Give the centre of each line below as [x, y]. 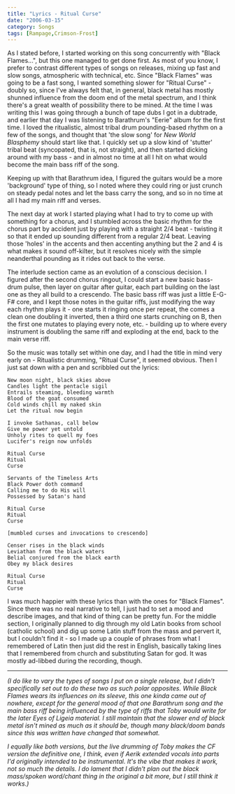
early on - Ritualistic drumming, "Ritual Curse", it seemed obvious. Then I [112, 360]
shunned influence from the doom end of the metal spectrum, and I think [112, 98]
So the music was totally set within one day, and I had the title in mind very [115, 353]
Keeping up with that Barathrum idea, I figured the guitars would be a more [115, 178]
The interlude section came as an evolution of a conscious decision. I [107, 272]
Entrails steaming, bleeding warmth [60, 392]
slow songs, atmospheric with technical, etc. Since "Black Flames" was [110, 76]
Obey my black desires [40, 564]
